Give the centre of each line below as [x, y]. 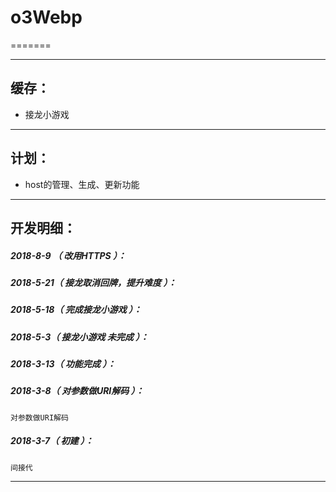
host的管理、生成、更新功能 [82, 184]
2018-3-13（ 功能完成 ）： [63, 364]
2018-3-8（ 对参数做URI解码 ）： [77, 391]
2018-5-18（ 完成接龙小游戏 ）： [76, 310]
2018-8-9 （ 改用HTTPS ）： [68, 255]
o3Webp [46, 17]
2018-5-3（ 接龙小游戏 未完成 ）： [80, 337]
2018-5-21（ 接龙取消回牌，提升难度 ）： [93, 282]
